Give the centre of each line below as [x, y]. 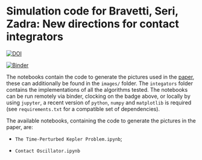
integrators [35, 37]
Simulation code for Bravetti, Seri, [92, 11]
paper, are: [20, 127]
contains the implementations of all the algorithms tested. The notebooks [97, 89]
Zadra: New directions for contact [93, 24]
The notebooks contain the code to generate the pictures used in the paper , [100, 77]
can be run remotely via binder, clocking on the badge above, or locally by [99, 96]
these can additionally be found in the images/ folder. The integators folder [99, 83]
